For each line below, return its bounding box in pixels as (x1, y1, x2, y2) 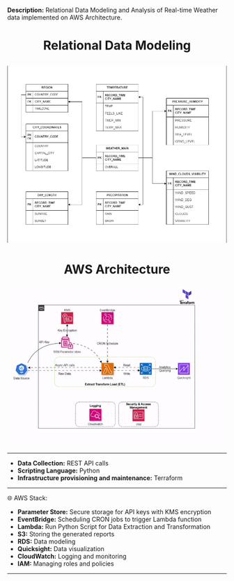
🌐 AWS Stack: (7, 493, 47, 502)
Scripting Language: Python (17, 466, 100, 475)
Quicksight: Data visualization (17, 544, 104, 552)
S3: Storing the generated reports (17, 530, 115, 538)
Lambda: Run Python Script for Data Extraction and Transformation (17, 522, 211, 531)
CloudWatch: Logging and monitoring (17, 552, 127, 560)
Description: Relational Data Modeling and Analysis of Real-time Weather (7, 6, 218, 14)
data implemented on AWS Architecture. (7, 13, 123, 22)
